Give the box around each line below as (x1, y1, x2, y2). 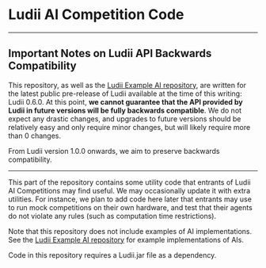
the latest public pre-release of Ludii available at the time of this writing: (8, 89, 243, 98)
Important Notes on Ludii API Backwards (8, 47, 212, 60)
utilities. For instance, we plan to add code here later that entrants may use (8, 194, 252, 204)
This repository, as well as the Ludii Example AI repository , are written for (8, 80, 247, 90)
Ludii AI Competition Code (8, 6, 184, 24)
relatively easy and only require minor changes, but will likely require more (8, 122, 251, 132)
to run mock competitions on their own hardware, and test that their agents (8, 202, 253, 212)
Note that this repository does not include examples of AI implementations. (8, 226, 253, 235)
